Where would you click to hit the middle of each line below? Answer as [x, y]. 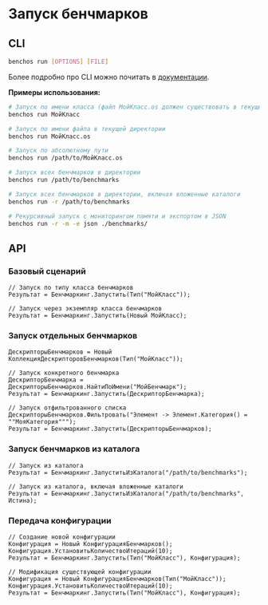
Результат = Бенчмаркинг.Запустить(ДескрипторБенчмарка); [106, 394]
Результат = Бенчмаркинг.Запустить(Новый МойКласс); [98, 316]
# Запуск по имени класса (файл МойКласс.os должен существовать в [123, 107]
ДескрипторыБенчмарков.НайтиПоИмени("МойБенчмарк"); [98, 387]
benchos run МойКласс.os [49, 136]
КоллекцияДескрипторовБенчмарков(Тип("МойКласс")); [96, 359]
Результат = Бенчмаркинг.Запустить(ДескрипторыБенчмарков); [110, 429]
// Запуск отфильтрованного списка [67, 408]
